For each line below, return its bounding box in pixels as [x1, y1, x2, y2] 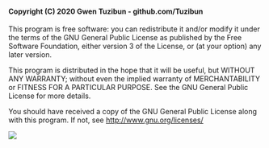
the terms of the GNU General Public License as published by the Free [8, 33, 242, 43]
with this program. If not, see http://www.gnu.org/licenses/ [8, 115, 204, 125]
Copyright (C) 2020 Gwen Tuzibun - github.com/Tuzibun [8, 6, 204, 16]
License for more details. [8, 91, 91, 101]
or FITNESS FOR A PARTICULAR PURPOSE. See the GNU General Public [8, 83, 249, 92]
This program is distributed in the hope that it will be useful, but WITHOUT [8, 65, 255, 76]
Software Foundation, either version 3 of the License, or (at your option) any [8, 41, 262, 51]
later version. [8, 50, 53, 60]
